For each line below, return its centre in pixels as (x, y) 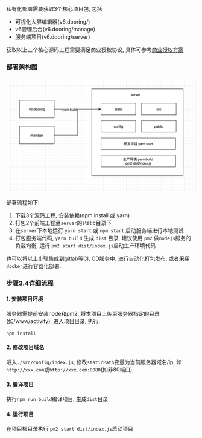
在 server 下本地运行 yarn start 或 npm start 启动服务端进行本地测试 (99, 230)
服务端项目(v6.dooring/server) (52, 37)
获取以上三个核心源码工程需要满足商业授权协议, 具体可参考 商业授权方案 (95, 50)
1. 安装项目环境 (25, 299)
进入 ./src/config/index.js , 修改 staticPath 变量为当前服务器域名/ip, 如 (94, 362)
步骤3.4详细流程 (30, 283)
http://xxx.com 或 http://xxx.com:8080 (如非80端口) (69, 369)
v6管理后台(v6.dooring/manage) (55, 29)
